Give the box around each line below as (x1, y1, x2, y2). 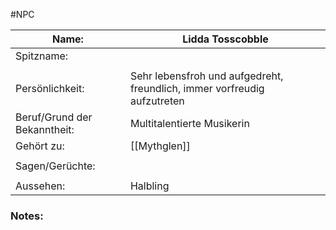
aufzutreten (129, 94, 185, 108)
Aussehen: (15, 179, 66, 193)
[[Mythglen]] (129, 139, 191, 153)
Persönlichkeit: (15, 82, 85, 95)
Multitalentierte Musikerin (129, 117, 250, 130)
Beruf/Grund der (15, 110, 93, 124)
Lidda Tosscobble (182, 32, 269, 46)
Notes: (10, 209, 44, 223)
